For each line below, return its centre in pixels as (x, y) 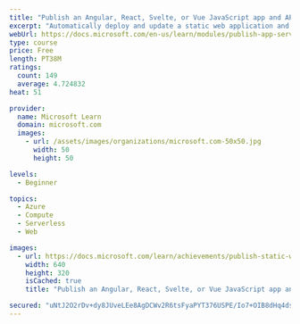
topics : (24, 199)
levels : (24, 174)
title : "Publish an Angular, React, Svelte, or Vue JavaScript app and (145, 17)
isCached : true (54, 281)
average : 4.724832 (52, 84)
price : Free (31, 51)
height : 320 (47, 273)
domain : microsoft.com (59, 125)
